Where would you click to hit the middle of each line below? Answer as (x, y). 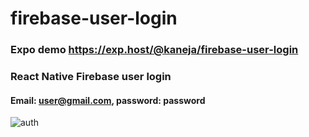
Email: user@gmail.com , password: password (108, 100)
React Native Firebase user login (91, 77)
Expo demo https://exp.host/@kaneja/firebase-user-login (154, 50)
